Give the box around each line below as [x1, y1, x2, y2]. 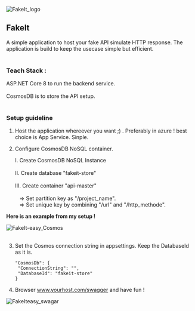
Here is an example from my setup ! [6, 213, 96, 220]
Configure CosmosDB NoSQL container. [14, 145, 113, 152]
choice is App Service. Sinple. [14, 134, 89, 141]
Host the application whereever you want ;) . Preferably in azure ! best [14, 127, 187, 134]
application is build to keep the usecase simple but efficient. [6, 45, 154, 52]
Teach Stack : [6, 66, 47, 75]
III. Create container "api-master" [14, 182, 97, 189]
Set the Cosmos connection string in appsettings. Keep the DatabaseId [14, 242, 190, 250]
